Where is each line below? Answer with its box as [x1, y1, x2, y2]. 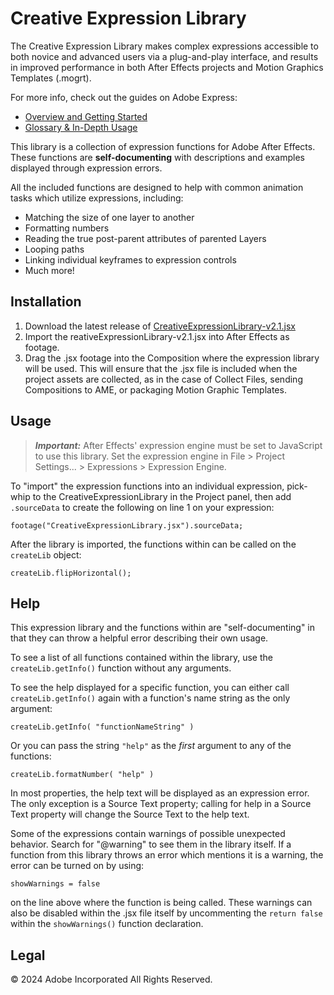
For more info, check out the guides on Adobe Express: [10, 91, 238, 103]
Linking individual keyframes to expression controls [24, 253, 237, 266]
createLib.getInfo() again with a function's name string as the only [10, 692, 291, 704]
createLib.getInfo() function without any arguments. [10, 662, 232, 674]
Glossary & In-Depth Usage [24, 121, 138, 133]
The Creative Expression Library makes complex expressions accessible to [10, 40, 319, 52]
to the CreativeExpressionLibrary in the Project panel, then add [32, 490, 292, 502]
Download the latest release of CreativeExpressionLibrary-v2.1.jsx [24, 320, 296, 332]
